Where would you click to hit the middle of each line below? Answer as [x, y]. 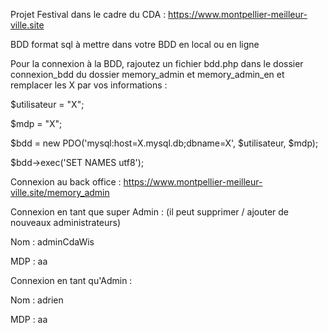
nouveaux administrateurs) [66, 222]
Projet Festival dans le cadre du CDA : [88, 14]
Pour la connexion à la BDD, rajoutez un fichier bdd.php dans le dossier [157, 63]
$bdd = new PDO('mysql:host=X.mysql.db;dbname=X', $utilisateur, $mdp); [164, 143]
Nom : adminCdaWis [52, 242]
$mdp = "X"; [36, 123]
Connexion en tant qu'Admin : [71, 280]
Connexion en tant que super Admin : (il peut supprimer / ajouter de [149, 212]
